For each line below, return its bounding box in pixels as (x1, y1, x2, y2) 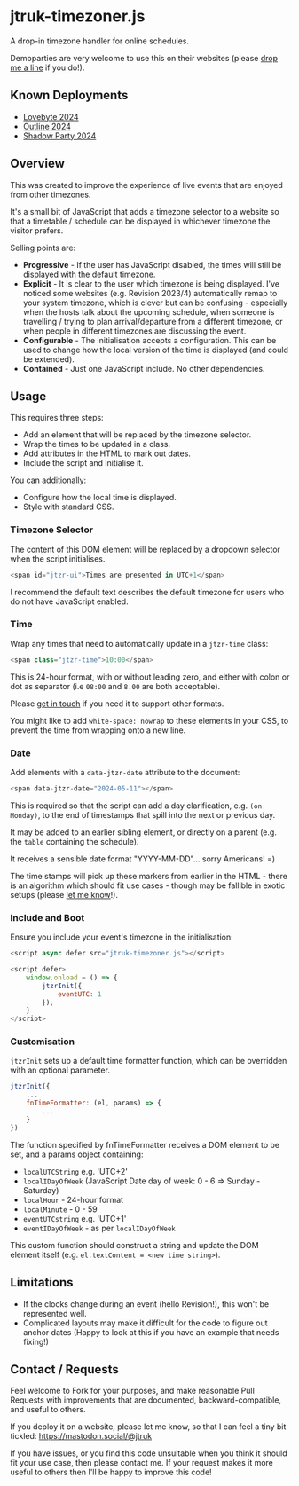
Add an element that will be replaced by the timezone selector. (22, 429, 252, 440)
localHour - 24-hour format (22, 1194, 123, 1205)
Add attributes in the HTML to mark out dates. (22, 448, 192, 459)
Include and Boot (10, 911, 85, 924)
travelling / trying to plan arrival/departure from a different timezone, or (22, 316, 283, 326)
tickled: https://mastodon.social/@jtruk (10, 1431, 153, 1442)
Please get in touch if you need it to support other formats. (10, 698, 224, 709)
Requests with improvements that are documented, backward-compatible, (10, 1395, 282, 1405)
